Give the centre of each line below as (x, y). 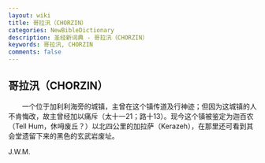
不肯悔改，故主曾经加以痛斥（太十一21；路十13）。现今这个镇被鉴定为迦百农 (131, 116)
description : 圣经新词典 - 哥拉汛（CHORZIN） (78, 37)
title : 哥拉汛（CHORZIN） (48, 23)
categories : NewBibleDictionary (61, 30)
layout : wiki (30, 15)
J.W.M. (19, 151)
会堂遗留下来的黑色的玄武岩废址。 (63, 135)
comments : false (35, 52)
